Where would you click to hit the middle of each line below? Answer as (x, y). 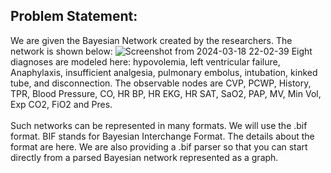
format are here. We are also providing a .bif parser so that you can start (159, 146)
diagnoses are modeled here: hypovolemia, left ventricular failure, (145, 61)
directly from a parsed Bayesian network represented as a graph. (144, 157)
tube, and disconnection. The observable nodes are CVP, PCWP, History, (161, 83)
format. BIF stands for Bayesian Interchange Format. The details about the (162, 136)
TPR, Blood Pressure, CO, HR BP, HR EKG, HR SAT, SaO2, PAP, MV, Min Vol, (166, 93)
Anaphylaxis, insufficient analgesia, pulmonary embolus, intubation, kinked (164, 72)
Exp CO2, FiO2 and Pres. (61, 104)
